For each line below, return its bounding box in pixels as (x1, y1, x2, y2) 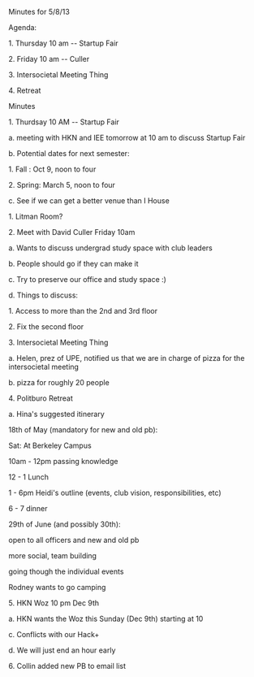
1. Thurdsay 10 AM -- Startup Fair (8, 117, 120, 127)
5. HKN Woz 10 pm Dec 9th (8, 598, 100, 608)
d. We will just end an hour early (8, 645, 116, 655)
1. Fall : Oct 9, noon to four (8, 164, 97, 174)
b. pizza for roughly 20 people (8, 378, 110, 387)
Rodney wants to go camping (8, 583, 106, 592)
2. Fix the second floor (8, 322, 84, 332)
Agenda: (8, 23, 37, 32)
